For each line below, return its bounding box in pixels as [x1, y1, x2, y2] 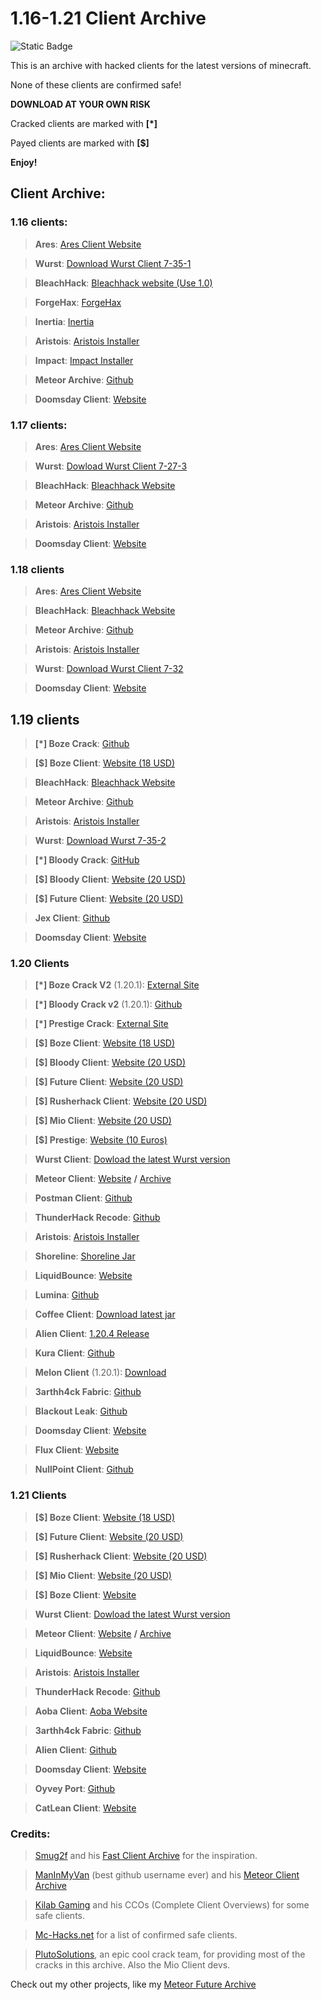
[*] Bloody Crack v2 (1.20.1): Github [34, 998, 183, 1011]
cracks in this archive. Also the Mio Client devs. [34, 1958, 231, 1971]
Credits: [10, 1827, 51, 1841]
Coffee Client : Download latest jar [34, 1308, 176, 1321]
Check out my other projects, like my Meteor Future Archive [10, 1978, 257, 1990]
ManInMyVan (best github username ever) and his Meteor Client [34, 1868, 300, 1881]
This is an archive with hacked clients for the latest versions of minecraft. [10, 59, 312, 71]
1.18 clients [10, 562, 65, 576]
